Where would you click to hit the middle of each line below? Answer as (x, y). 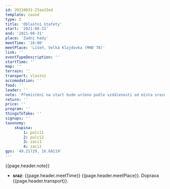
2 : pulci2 (34, 137)
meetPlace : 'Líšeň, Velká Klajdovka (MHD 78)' (55, 48)
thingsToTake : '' (24, 114)
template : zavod (22, 15)
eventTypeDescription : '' (32, 57)
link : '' (14, 52)
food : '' (14, 85)
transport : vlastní (26, 76)
